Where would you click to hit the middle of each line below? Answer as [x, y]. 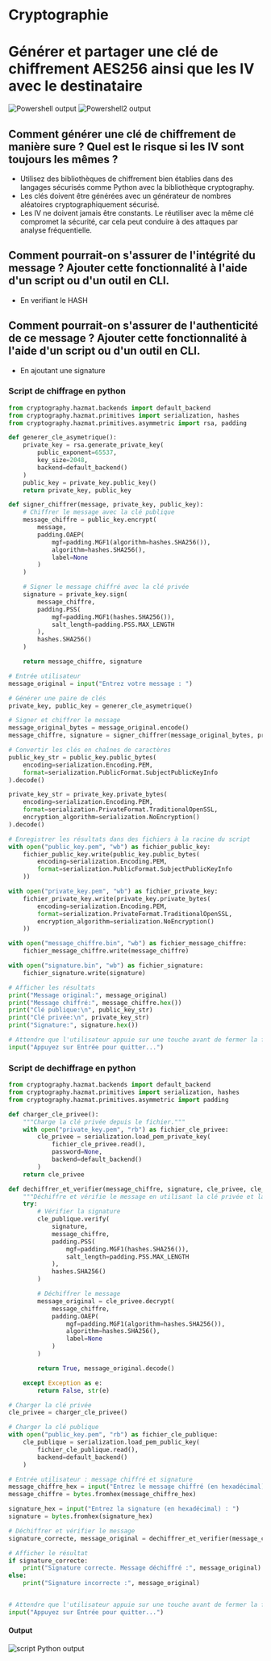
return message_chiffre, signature [83, 662]
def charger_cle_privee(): [54, 1114]
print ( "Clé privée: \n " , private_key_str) [79, 1018]
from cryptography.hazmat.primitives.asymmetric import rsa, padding [128, 423]
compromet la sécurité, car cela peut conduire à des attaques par [129, 221]
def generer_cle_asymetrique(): [63, 438]
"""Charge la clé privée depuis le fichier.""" [104, 1122]
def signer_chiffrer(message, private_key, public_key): [106, 505]
